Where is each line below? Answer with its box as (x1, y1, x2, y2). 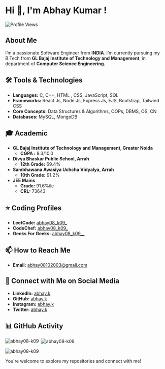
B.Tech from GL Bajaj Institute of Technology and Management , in (5, 55, 146, 61)
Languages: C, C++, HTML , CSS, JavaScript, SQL (12, 92, 119, 98)
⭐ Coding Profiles (5, 204, 62, 212)
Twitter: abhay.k (12, 306, 47, 313)
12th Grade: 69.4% (20, 161, 61, 167)
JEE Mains (12, 178, 36, 184)
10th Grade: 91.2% (20, 172, 60, 178)
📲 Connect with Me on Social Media (5, 277, 119, 286)
